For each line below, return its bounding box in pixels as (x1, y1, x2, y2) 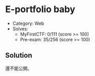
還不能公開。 (5, 65, 32, 71)
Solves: (12, 25, 28, 31)
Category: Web (12, 20, 44, 26)
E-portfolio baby (5, 4, 76, 15)
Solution (5, 51, 32, 60)
